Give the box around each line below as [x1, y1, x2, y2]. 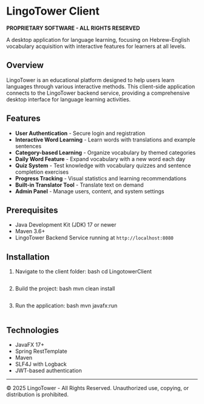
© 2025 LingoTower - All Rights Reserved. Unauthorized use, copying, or [6, 385, 189, 391]
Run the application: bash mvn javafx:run [15, 302, 118, 309]
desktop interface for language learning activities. [6, 95, 131, 103]
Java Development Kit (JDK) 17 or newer [15, 221, 117, 228]
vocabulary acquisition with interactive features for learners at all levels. [6, 43, 186, 50]
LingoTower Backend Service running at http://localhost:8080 [15, 234, 174, 241]
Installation [6, 252, 50, 262]
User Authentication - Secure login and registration [15, 129, 146, 137]
